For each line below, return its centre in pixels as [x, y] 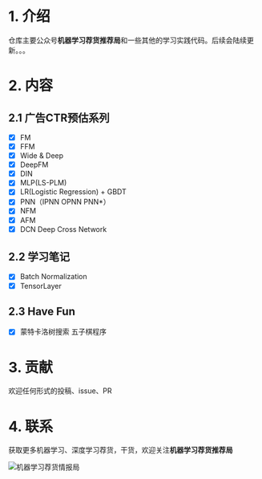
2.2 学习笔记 [39, 257]
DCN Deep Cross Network [63, 229]
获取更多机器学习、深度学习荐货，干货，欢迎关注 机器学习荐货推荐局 [121, 450]
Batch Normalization [54, 277]
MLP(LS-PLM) [43, 183]
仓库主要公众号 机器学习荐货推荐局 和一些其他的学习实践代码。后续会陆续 [127, 40]
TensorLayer [41, 286]
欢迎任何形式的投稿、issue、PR [60, 391]
